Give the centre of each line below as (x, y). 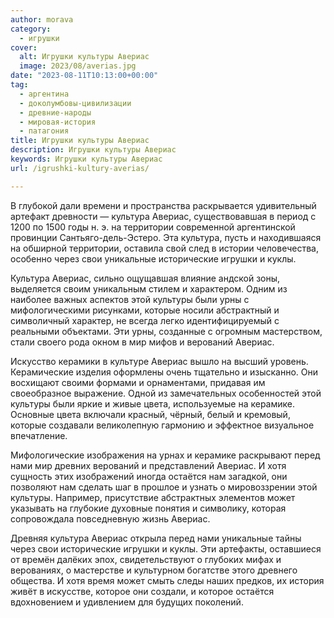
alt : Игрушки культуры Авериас (84, 57)
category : (31, 29)
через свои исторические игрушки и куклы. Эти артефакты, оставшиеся (166, 548)
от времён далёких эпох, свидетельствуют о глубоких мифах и (146, 559)
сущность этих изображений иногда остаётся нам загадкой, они (149, 476)
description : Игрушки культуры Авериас (93, 150)
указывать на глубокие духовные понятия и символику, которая (148, 508)
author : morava (42, 19)
